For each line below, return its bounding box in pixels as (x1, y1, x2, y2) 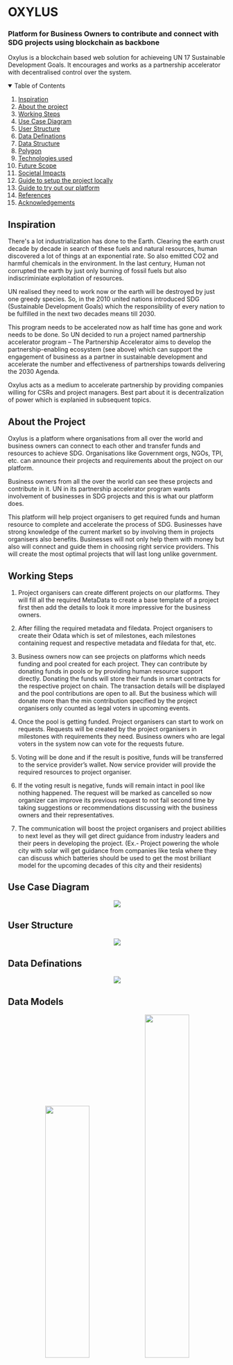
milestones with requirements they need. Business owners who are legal (17, 732, 225, 740)
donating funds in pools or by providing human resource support (17, 667, 203, 675)
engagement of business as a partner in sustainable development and (8, 352, 207, 361)
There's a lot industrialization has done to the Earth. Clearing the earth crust (8, 237, 225, 245)
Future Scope (17, 161, 57, 170)
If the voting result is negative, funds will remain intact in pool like (17, 781, 205, 790)
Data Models (8, 995, 64, 1008)
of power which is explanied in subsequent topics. (8, 395, 151, 404)
